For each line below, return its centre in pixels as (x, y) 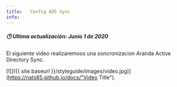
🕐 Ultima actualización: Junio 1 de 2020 (57, 37)
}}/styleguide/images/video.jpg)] (91, 71)
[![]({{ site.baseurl (28, 71)
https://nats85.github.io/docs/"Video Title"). (62, 78)
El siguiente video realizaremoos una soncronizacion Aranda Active (88, 53)
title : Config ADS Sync (38, 12)
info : (13, 17)
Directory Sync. (25, 60)
